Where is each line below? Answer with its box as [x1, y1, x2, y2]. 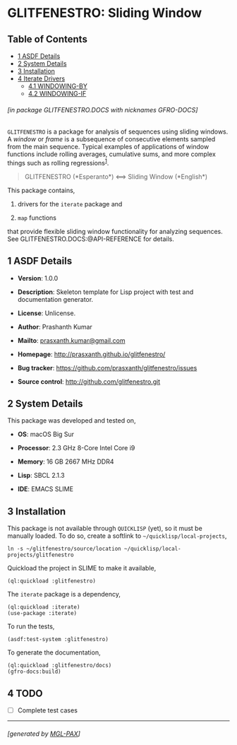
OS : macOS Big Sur [17, 430, 75, 439]
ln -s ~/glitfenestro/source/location [7, 546, 121, 553]
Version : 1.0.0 [17, 274, 59, 282]
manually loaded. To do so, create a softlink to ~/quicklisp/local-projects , [7, 532, 227, 540]
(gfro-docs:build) [7, 668, 61, 676]
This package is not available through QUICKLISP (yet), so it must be [7, 524, 202, 533]
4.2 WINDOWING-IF [28, 90, 87, 98]
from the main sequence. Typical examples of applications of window [7, 143, 209, 151]
